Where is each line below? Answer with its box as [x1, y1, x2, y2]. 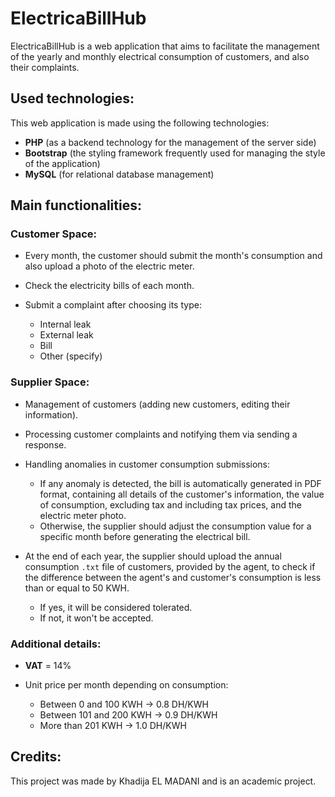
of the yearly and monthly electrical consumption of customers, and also [10, 50, 310, 62]
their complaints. [10, 61, 80, 73]
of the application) [24, 157, 101, 169]
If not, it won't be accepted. [39, 612, 154, 624]
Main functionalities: [10, 197, 142, 214]
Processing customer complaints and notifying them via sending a [24, 428, 298, 440]
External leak [39, 329, 94, 341]
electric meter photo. [39, 509, 127, 521]
